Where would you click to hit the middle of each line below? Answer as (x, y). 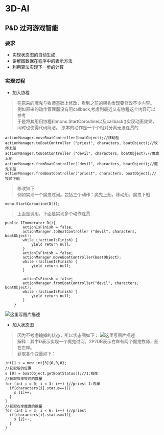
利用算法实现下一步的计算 (38, 67)
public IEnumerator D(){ (30, 223)
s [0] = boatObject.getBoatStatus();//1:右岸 (51, 374)
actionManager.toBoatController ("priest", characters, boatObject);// (80, 143)
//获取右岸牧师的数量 (24, 379)
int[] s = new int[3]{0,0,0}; (36, 363)
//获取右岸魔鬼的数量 (24, 406)
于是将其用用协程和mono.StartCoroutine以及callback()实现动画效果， (87, 121)
